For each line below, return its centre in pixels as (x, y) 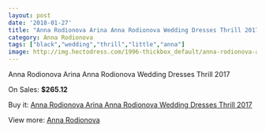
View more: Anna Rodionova (54, 120)
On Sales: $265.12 (38, 90)
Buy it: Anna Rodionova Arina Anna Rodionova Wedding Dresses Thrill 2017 (130, 104)
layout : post (30, 15)
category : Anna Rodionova (50, 37)
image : (19, 52)
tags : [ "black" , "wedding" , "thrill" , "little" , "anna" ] (97, 45)
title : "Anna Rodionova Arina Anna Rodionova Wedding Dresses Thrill (125, 30)
